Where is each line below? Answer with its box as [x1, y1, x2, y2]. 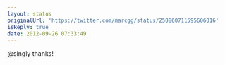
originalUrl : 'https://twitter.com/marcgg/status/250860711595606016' [7, 17, 219, 24]
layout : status [7, 10, 52, 18]
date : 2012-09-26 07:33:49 [7, 30, 87, 37]
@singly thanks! [7, 49, 54, 58]
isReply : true [7, 23, 49, 30]
